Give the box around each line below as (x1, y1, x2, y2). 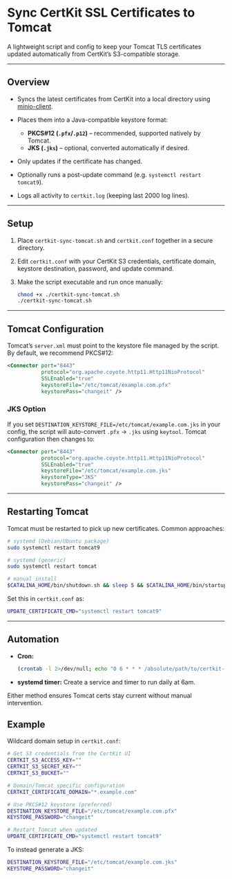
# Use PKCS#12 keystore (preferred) (7, 801, 113, 808)
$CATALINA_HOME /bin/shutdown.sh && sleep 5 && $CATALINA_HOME (7, 582, 190, 589)
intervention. (7, 698, 43, 707)
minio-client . (17, 102, 53, 110)
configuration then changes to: (7, 435, 95, 443)
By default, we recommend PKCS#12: (7, 349, 114, 357)
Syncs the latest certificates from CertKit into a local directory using (17, 95, 211, 103)
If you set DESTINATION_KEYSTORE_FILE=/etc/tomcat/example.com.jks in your (7, 420, 221, 428)
